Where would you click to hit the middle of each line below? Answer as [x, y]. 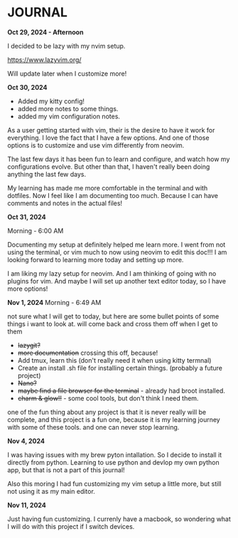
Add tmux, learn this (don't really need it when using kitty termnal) [114, 360]
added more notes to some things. [68, 108]
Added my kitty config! [51, 101]
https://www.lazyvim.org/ [44, 60]
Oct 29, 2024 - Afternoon [45, 32]
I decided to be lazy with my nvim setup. [66, 46]
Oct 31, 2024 [27, 217]
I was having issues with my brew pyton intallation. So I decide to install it [115, 455]
